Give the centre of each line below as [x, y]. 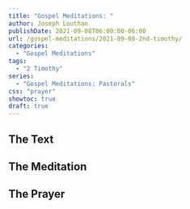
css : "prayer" [32, 91]
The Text [31, 139]
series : [21, 76]
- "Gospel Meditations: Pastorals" [76, 83]
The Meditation [48, 166]
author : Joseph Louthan [49, 23]
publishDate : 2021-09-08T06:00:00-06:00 [78, 31]
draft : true [28, 106]
